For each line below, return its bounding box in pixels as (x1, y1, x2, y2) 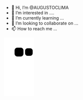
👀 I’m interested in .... (11, 10, 54, 16)
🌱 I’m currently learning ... (11, 15, 64, 21)
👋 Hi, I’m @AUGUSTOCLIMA (11, 5, 69, 10)
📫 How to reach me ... (11, 26, 57, 31)
